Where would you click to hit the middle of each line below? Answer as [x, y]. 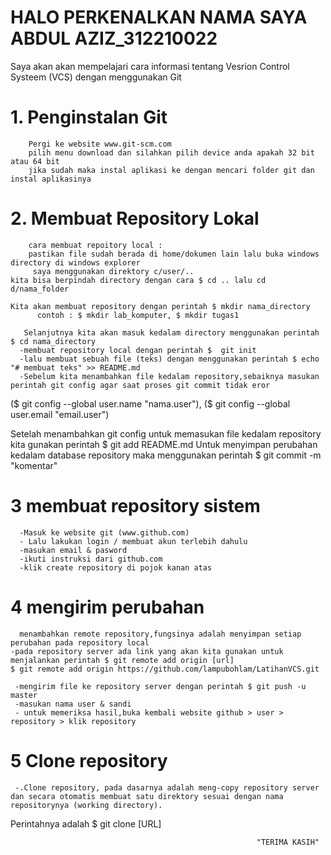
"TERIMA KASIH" [288, 842]
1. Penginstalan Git [89, 117]
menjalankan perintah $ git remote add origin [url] [122, 660]
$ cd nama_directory [53, 341]
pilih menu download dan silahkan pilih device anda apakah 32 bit [171, 152]
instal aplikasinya [51, 179]
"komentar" [34, 465]
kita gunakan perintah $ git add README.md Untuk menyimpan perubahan [164, 444]
